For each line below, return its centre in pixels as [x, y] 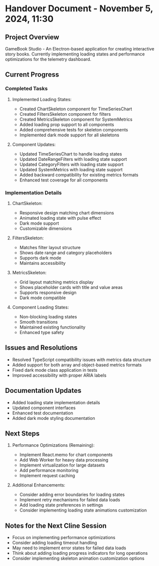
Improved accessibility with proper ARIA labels [59, 375]
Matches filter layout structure [50, 247]
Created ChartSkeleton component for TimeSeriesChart [76, 109]
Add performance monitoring [49, 470]
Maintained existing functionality [53, 327]
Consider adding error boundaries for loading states [72, 495]
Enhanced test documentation [43, 413]
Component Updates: [34, 144]
